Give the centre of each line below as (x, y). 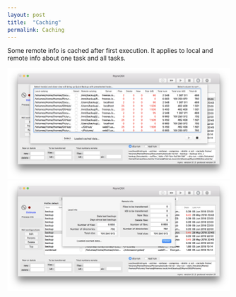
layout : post (26, 15)
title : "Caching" (34, 22)
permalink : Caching (36, 30)
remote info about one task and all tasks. (66, 58)
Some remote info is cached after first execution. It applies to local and (110, 51)
